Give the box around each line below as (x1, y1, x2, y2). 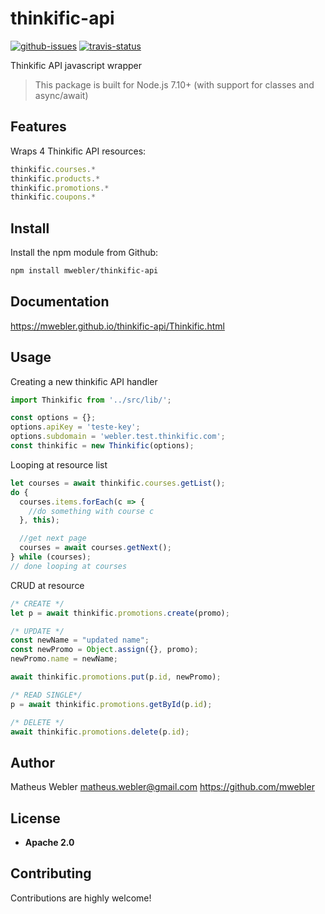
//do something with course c (28, 506, 155, 516)
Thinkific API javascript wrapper (10, 59, 143, 71)
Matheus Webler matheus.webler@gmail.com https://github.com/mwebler (10, 781, 315, 793)
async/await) (34, 89, 89, 101)
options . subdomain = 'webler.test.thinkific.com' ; (10, 432, 226, 442)
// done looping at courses (10, 561, 128, 571)
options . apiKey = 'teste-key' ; (10, 422, 141, 432)
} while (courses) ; (10, 552, 92, 562)
